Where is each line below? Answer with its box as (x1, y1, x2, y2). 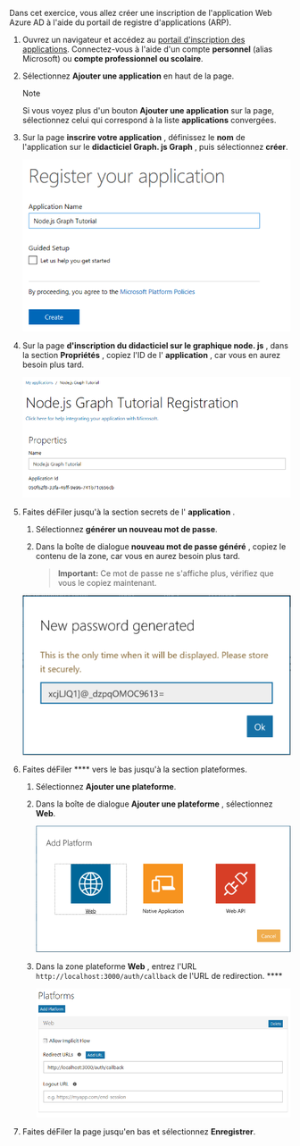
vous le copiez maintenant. (57, 577, 157, 588)
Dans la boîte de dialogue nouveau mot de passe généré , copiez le (35, 540, 287, 552)
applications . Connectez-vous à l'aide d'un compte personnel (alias (21, 44, 273, 54)
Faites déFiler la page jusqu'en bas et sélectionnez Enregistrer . (21, 1126, 256, 1137)
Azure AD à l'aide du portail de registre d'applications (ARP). (9, 17, 232, 28)
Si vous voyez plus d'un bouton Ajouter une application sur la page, (21, 105, 275, 115)
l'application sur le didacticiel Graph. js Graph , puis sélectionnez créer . (21, 142, 288, 152)
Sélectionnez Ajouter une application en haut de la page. (21, 71, 235, 81)
